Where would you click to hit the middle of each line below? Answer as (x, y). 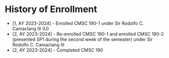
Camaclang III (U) (30, 28)
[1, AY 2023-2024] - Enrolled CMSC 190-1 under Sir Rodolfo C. (78, 23)
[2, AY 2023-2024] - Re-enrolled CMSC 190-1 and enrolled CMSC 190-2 (88, 34)
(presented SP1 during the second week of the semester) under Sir (82, 39)
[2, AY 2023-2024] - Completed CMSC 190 (57, 50)
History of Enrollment (51, 9)
